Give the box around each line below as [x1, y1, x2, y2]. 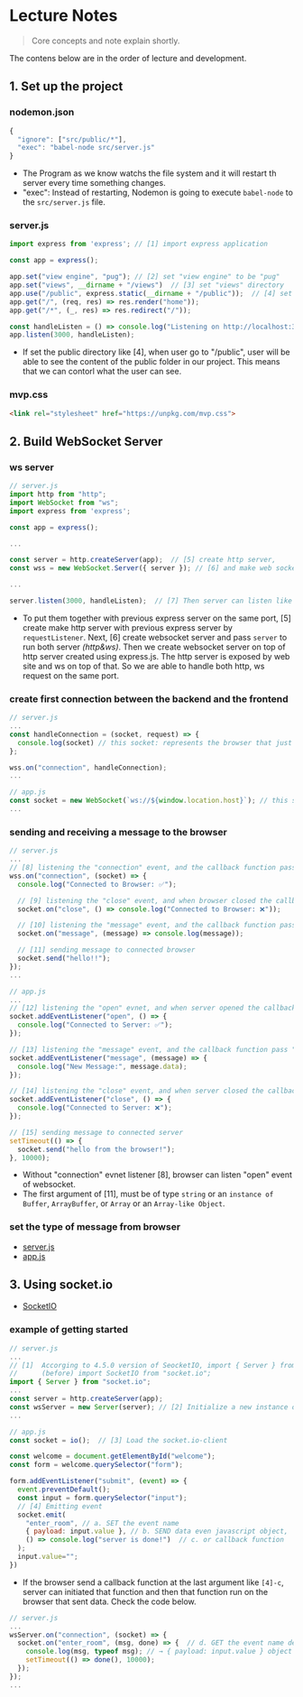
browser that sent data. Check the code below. [22, 1596, 197, 1607]
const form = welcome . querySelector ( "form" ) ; [9, 1461, 183, 1470]
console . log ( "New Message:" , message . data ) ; [17, 1062, 188, 1071]
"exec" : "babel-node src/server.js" [17, 143, 155, 152]
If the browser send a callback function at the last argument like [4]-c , [22, 1576, 284, 1588]
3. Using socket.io [9, 1277, 114, 1293]
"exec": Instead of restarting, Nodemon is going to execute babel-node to [22, 187, 293, 198]
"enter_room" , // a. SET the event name [25, 1518, 179, 1527]
